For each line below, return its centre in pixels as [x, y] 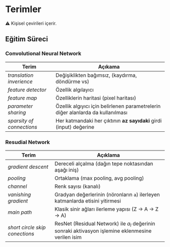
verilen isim [68, 237]
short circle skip [27, 227]
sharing [17, 112]
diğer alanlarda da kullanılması [91, 112]
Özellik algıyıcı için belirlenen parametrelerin [108, 106]
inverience [20, 81]
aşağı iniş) [67, 170]
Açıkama [109, 67]
